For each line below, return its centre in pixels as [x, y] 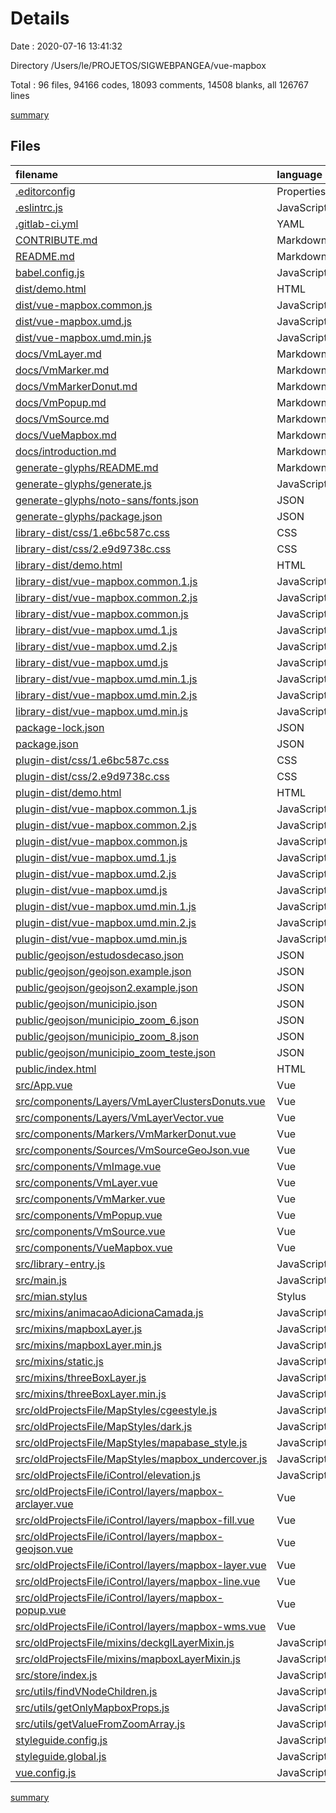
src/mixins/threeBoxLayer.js [81, 1377]
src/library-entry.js [60, 1264]
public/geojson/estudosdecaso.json [99, 955]
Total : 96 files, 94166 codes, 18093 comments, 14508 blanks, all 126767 [159, 84]
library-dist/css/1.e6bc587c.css [93, 532]
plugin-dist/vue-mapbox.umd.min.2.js [106, 922]
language [299, 174]
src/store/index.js [56, 1675]
